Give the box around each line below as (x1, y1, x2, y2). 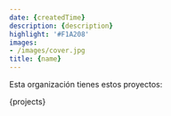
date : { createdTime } (9, 12, 86, 22)
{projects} (9, 96, 46, 107)
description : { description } (9, 21, 114, 30)
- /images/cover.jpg (9, 46, 86, 55)
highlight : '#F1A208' (9, 29, 90, 38)
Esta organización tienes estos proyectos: (9, 79, 163, 89)
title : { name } (9, 54, 62, 63)
